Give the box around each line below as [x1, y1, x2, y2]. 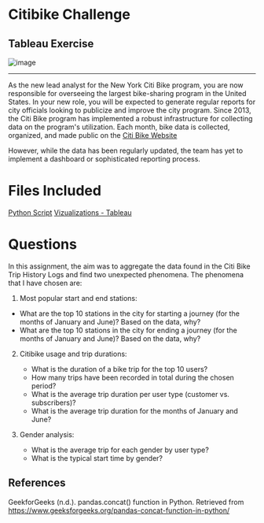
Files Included [8, 182, 102, 200]
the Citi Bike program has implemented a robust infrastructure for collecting [8, 114, 253, 123]
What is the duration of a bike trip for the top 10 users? [31, 364, 208, 373]
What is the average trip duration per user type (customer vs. [31, 389, 230, 399]
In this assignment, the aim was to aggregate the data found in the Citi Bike [8, 261, 251, 271]
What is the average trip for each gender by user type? [31, 445, 210, 454]
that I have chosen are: [8, 278, 82, 287]
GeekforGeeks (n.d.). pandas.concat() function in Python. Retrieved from [8, 497, 244, 506]
